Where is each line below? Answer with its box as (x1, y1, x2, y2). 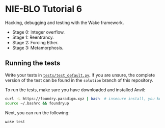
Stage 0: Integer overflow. (12, 29, 65, 35)
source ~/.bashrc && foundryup (5, 101, 69, 106)
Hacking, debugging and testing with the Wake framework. (5, 20, 124, 26)
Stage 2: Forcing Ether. (12, 39, 59, 45)
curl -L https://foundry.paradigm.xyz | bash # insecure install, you (5, 96, 155, 101)
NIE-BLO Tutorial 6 (5, 3, 82, 15)
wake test (5, 119, 26, 124)
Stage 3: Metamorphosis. (12, 45, 64, 51)
